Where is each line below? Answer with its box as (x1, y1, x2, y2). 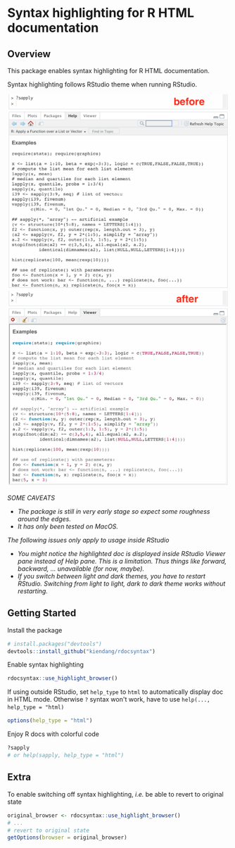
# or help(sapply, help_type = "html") (7, 752, 125, 759)
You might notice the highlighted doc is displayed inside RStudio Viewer (17, 549, 226, 557)
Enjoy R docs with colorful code (7, 730, 100, 738)
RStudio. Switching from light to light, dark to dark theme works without (17, 579, 226, 588)
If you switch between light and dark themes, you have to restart (17, 571, 206, 580)
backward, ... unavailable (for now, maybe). (17, 564, 145, 573)
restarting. (17, 586, 48, 595)
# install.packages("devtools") (7, 640, 102, 647)
